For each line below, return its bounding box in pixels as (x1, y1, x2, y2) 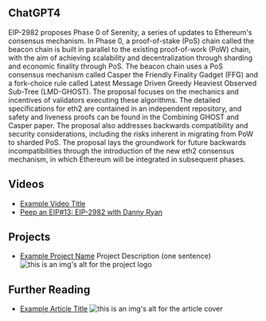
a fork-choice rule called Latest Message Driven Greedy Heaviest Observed (8, 78, 257, 88)
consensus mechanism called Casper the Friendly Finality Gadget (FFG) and (8, 69, 259, 79)
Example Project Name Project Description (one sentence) (19, 251, 211, 261)
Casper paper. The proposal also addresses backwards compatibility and (8, 120, 248, 130)
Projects (8, 230, 51, 244)
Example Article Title (19, 304, 88, 314)
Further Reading (8, 283, 91, 296)
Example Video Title (19, 198, 86, 208)
